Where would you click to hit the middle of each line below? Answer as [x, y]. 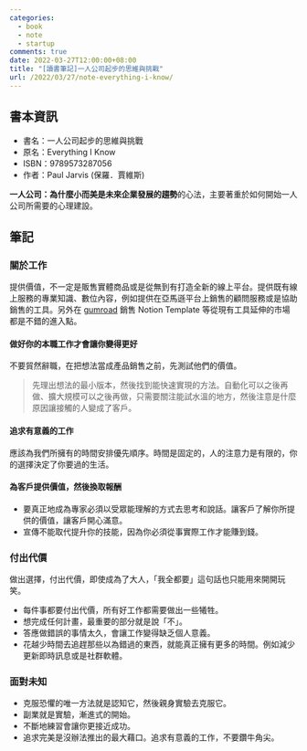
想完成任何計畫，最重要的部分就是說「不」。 [105, 621]
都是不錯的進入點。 [46, 322]
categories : [32, 18]
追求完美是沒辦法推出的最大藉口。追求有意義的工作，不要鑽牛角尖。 [151, 737]
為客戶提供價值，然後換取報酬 [65, 487]
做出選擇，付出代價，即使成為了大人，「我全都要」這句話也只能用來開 [139, 579]
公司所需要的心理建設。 [53, 206]
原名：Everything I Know [69, 152]
